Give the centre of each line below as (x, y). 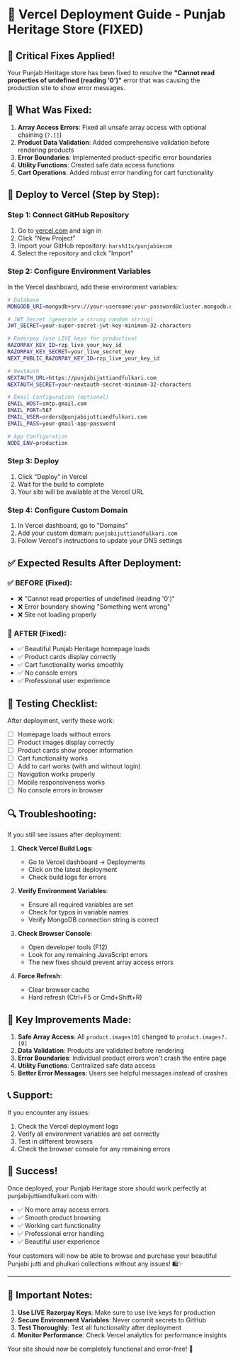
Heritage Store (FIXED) (75, 29)
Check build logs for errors (67, 877)
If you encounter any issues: (49, 1112)
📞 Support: (30, 1095)
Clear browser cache (59, 990)
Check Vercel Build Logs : (55, 848)
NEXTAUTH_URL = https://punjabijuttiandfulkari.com (82, 378)
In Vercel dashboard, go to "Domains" (73, 526)
